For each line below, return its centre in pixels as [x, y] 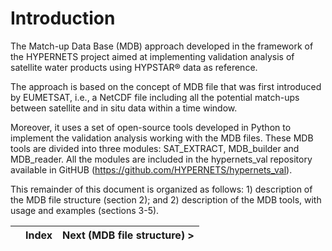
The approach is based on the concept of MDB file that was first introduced [166, 86]
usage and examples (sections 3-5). [85, 210]
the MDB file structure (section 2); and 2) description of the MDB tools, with [166, 199]
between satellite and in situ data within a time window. [124, 108]
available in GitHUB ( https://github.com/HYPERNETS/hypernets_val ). [151, 169]
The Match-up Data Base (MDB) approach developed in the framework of [162, 46]
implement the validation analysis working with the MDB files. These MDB [162, 138]
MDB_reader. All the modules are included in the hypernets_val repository [161, 159]
